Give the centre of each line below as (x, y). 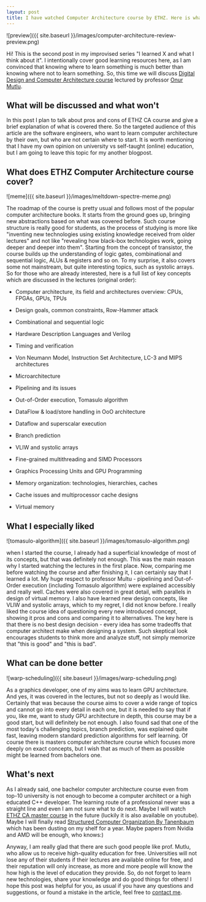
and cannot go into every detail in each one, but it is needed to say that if (99, 709)
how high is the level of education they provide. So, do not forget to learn (99, 873)
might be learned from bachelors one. (54, 755)
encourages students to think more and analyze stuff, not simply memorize (101, 637)
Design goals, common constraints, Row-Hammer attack (86, 310)
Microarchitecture (38, 376)
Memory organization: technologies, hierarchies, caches (86, 483)
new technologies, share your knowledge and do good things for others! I (99, 879)
